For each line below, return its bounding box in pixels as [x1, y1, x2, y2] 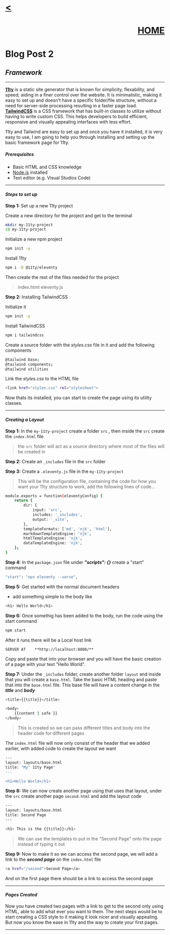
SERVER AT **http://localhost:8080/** [5, 647, 94, 652]
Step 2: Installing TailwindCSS [5, 294, 68, 300]
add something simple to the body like [12, 593, 93, 599]
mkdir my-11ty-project [5, 222, 53, 227]
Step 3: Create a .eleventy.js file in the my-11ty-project [5, 468, 124, 474]
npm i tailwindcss [5, 333, 44, 338]
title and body [5, 687, 35, 693]
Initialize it [5, 304, 26, 310]
